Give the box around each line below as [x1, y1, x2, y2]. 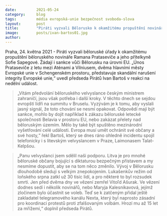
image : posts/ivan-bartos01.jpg [5, 30, 88, 35]
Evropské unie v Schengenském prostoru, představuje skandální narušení [5, 70, 156, 76]
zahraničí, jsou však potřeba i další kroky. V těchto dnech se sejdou [17, 95, 156, 101]
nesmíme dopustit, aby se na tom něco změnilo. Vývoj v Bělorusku [17, 163, 154, 169]
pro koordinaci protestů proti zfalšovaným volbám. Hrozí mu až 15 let [17, 200, 158, 206]
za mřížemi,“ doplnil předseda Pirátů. [17, 205, 93, 212]
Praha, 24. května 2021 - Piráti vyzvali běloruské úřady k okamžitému [5, 48, 147, 55]
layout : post [5, 21, 46, 26]
